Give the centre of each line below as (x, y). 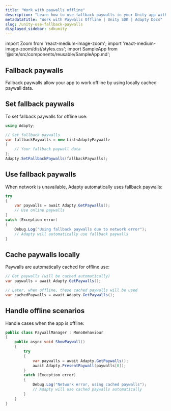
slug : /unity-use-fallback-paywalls (44, 24)
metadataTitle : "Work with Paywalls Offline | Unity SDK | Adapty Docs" (84, 19)
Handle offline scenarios (45, 311)
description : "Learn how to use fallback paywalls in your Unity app (81, 15)
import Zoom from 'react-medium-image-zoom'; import (64, 43)
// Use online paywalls (40, 210)
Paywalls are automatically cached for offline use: (58, 267)
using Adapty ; (20, 125)
